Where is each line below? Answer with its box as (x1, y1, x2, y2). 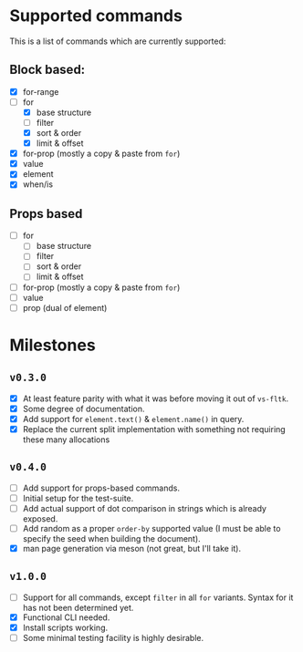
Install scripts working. (22, 622, 109, 633)
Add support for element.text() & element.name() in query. (22, 413, 245, 424)
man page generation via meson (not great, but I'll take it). (22, 543, 242, 554)
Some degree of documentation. (22, 403, 145, 414)
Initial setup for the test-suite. (22, 492, 134, 503)
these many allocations (22, 434, 110, 445)
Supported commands (9, 5, 183, 26)
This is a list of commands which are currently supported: (9, 36, 226, 47)
